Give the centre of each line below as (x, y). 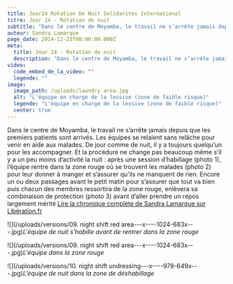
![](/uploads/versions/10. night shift (57, 266)
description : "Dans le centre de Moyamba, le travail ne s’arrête (111, 59)
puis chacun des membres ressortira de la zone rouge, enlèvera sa (103, 188)
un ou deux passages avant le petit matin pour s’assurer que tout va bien (111, 181)
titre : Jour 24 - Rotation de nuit (59, 20)
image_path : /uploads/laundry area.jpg (71, 91)
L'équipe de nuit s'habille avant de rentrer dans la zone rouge (111, 231)
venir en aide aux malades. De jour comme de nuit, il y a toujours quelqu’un (114, 144)
